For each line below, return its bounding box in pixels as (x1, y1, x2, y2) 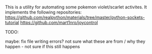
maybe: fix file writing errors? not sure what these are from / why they (5, 38, 145, 44)
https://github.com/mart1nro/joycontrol (20, 19, 98, 25)
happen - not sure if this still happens (5, 44, 80, 49)
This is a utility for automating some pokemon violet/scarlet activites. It (5, 4, 147, 10)
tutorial (5, 19, 19, 25)
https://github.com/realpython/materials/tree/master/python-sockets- (5, 15, 145, 20)
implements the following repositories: (5, 9, 82, 15)
